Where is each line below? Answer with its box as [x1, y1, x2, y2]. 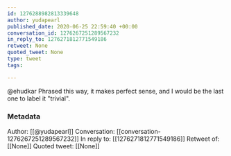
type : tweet [7, 55, 42, 62]
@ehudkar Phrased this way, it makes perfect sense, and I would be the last [7, 87, 224, 95]
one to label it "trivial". [7, 94, 71, 103]
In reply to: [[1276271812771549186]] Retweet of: [80, 135, 220, 143]
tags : [7, 62, 23, 69]
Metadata [7, 112, 40, 121]
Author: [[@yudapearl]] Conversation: [7, 127, 116, 135]
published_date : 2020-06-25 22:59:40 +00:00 [7, 23, 138, 30]
